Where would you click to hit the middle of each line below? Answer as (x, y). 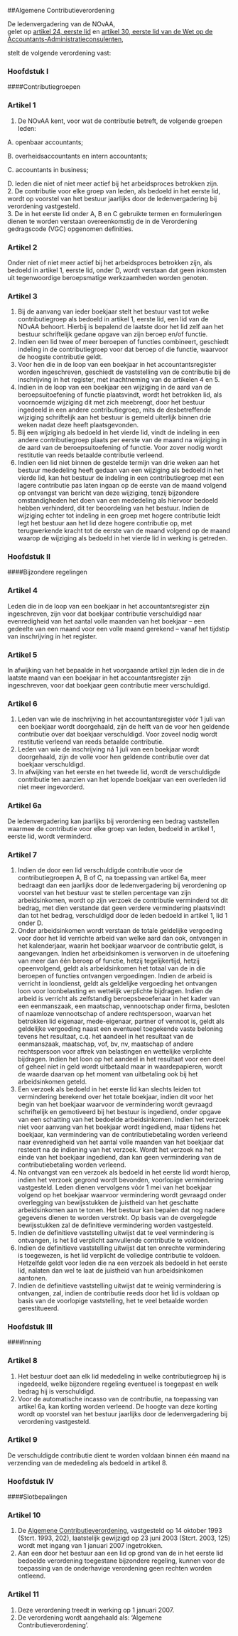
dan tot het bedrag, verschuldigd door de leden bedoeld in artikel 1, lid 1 (123, 915)
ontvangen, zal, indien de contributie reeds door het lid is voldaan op (118, 1293)
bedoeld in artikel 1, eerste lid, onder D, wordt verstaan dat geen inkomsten (117, 270)
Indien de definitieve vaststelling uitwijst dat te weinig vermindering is (119, 1285)
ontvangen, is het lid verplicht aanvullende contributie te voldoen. (113, 1240)
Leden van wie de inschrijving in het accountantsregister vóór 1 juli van (121, 719)
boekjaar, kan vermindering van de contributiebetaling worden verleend (123, 1134)
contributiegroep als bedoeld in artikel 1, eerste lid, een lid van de (113, 319)
